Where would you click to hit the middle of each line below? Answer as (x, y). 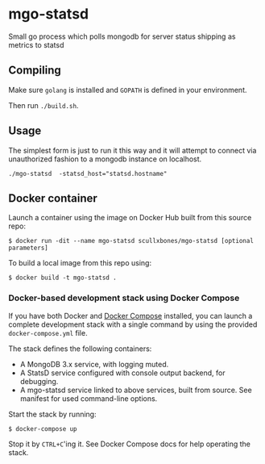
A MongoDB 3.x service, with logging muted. (94, 364)
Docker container (53, 198)
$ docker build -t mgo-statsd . (62, 278)
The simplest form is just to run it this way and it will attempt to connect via (132, 150)
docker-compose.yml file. (48, 332)
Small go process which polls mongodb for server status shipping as (122, 36)
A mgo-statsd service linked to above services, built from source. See (136, 390)
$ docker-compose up (43, 428)
